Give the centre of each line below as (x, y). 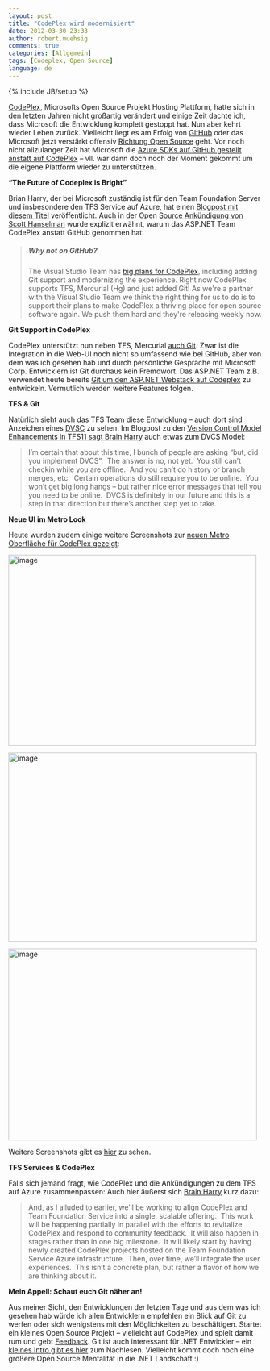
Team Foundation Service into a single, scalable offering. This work (141, 1215)
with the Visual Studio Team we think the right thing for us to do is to (141, 297)
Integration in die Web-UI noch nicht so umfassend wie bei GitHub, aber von (135, 354)
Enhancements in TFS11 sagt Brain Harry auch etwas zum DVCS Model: (127, 436)
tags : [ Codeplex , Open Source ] (61, 61)
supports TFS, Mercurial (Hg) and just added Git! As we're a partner (141, 288)
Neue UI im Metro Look (47, 519)
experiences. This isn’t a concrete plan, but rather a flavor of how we (143, 1267)
